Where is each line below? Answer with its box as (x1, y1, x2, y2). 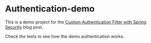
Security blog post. (5, 24, 43, 30)
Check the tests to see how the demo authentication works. (5, 33, 125, 39)
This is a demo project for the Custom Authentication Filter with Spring (5, 19, 147, 25)
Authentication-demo (5, 3, 95, 14)
